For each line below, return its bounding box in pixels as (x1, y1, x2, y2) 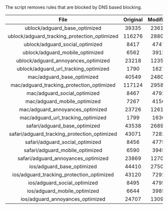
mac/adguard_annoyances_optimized (19, 106, 107, 113)
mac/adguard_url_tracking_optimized (19, 114, 106, 121)
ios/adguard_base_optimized (29, 163, 97, 170)
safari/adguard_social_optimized (24, 139, 101, 145)
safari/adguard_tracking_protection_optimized (9, 130, 117, 137)
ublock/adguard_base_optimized (24, 25, 101, 32)
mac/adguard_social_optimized (26, 90, 100, 97)
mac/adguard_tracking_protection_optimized (10, 82, 116, 88)
